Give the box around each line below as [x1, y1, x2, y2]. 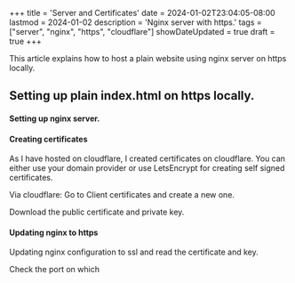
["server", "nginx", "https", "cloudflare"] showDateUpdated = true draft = [9, 27, 275, 36]
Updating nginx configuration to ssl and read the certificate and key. [9, 247, 259, 257]
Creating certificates [9, 133, 88, 144]
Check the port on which [9, 264, 100, 275]
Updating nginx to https [9, 227, 99, 238]
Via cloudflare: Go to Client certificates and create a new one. [9, 190, 235, 200]
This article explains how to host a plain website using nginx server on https [9, 53, 287, 63]
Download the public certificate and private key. [9, 206, 185, 217]
